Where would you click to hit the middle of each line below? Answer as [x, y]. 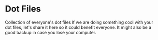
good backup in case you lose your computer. [51, 32]
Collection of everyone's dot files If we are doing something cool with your [79, 22]
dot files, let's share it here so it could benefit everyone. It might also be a [78, 27]
